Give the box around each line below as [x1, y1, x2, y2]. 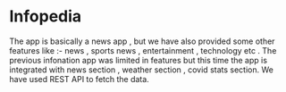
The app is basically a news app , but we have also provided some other [9, 36, 275, 46]
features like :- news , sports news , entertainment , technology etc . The [9, 45, 277, 55]
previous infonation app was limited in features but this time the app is [9, 54, 268, 65]
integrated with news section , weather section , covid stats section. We [9, 64, 274, 75]
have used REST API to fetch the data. [9, 73, 149, 84]
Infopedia [9, 6, 82, 27]
